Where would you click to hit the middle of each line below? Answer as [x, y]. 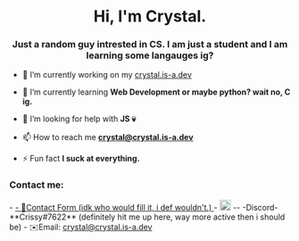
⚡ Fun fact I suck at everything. [81, 159]
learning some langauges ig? [150, 55]
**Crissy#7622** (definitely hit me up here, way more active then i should [147, 217]
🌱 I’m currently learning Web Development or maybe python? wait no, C [156, 92]
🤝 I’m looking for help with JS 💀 [79, 119]
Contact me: [37, 185]
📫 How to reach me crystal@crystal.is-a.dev [108, 137]
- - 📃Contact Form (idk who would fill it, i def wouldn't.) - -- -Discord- [144, 207]
